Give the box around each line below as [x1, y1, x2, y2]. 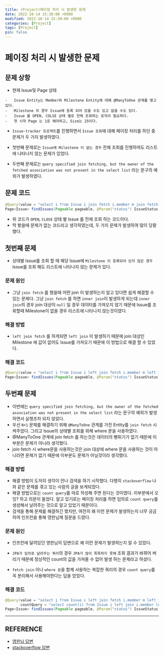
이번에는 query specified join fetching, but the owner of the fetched [12, 403, 159, 409]
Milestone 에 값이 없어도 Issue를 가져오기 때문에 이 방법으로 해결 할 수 [12, 339, 146, 345]
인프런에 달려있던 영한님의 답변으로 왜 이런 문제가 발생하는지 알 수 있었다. [12, 540, 152, 546]
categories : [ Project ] [5, 21, 51, 26]
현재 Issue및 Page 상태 [12, 87, 57, 93]
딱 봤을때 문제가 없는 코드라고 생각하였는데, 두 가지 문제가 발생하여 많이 [12, 222, 148, 228]
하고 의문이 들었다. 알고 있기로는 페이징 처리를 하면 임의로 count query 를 [19, 496, 158, 502]
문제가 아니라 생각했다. [25, 440, 69, 446]
